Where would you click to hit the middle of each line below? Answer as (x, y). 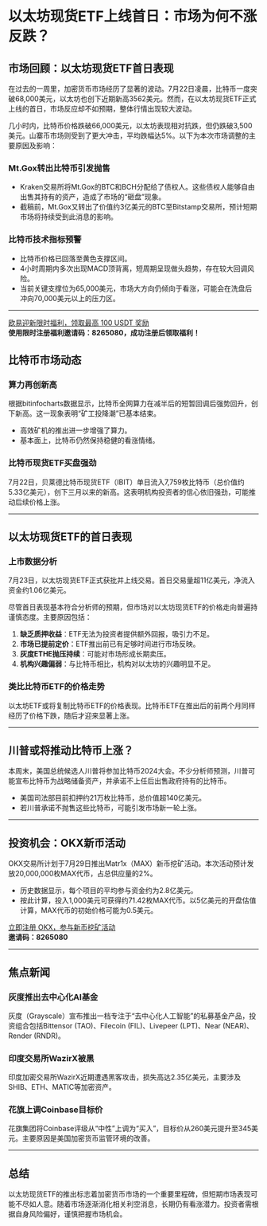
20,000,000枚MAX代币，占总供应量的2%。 (86, 874)
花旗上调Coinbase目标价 (56, 1110)
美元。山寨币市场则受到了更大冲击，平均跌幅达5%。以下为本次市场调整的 (129, 135)
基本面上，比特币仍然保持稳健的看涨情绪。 (89, 441)
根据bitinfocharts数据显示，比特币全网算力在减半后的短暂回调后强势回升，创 (133, 404)
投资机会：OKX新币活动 (67, 842)
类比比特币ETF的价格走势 (57, 687)
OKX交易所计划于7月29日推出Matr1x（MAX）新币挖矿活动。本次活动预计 (128, 864)
